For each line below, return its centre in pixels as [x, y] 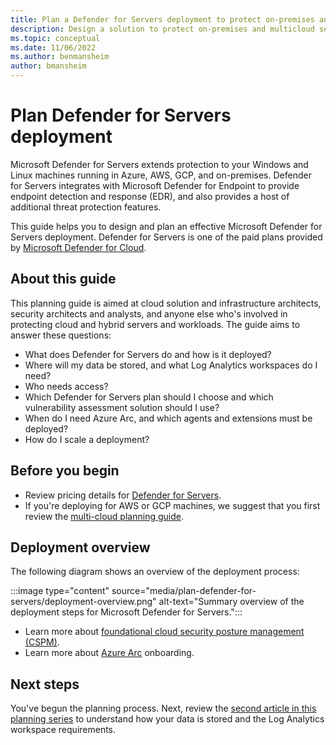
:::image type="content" [60, 591]
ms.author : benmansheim [60, 57]
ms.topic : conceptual [55, 38]
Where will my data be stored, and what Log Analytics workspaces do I [171, 365]
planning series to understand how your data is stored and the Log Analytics [167, 719]
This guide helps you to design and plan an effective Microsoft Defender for [166, 226]
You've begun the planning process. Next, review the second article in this [163, 708]
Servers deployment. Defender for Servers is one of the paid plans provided [166, 237]
